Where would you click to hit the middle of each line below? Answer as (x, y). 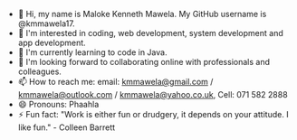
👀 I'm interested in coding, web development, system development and (150, 33)
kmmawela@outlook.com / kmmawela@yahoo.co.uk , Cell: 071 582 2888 (153, 94)
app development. (52, 42)
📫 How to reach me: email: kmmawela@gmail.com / (115, 82)
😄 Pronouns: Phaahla (58, 104)
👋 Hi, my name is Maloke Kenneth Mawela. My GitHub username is (142, 14)
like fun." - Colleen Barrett (67, 127)
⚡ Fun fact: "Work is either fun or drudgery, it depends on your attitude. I (153, 114)
